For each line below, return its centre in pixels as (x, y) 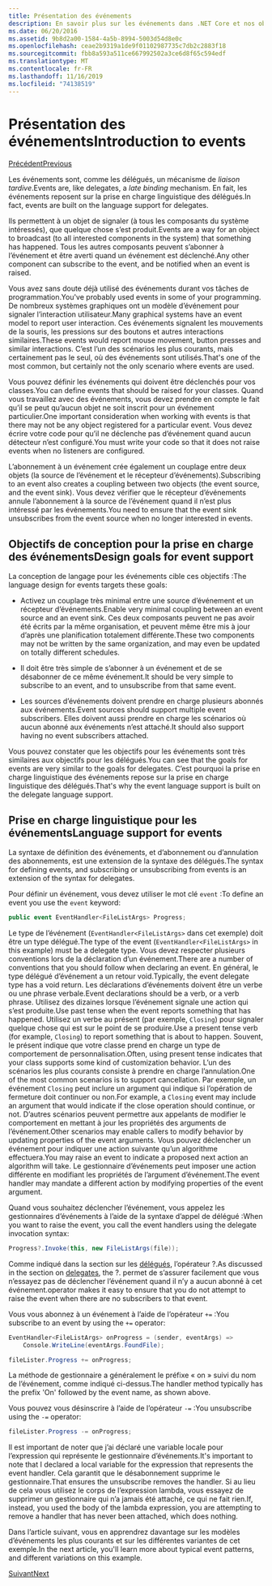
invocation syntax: (39, 1233)
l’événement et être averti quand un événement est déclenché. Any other (129, 256)
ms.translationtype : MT (49, 62)
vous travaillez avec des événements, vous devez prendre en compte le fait (134, 400)
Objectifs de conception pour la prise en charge (131, 544)
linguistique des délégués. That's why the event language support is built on (134, 786)
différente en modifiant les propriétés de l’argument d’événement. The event (134, 1174)
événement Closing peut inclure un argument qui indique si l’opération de (131, 1088)
